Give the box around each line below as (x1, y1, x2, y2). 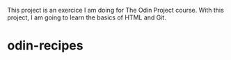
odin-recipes (7, 38, 83, 54)
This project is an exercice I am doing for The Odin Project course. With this (7, 6, 224, 14)
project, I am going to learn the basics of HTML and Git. (7, 13, 167, 22)
